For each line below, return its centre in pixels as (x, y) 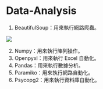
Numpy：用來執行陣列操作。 (49, 51)
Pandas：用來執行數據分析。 (49, 65)
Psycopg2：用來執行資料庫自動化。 (57, 80)
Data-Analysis (41, 11)
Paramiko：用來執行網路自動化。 (54, 72)
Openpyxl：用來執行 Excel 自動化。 (57, 58)
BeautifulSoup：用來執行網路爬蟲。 (57, 27)
